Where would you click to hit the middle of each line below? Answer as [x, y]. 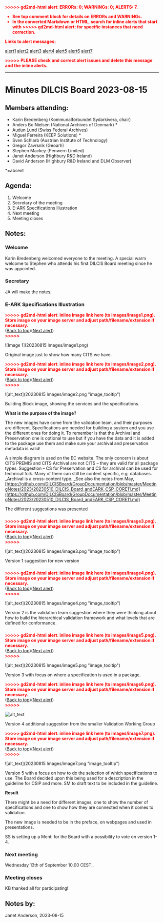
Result [12, 793]
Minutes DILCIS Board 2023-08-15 [76, 90]
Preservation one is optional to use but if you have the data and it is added [80, 438]
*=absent [15, 171]
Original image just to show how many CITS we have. [59, 355]
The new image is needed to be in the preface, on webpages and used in [79, 822]
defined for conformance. [31, 623]
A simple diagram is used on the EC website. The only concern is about [77, 458]
